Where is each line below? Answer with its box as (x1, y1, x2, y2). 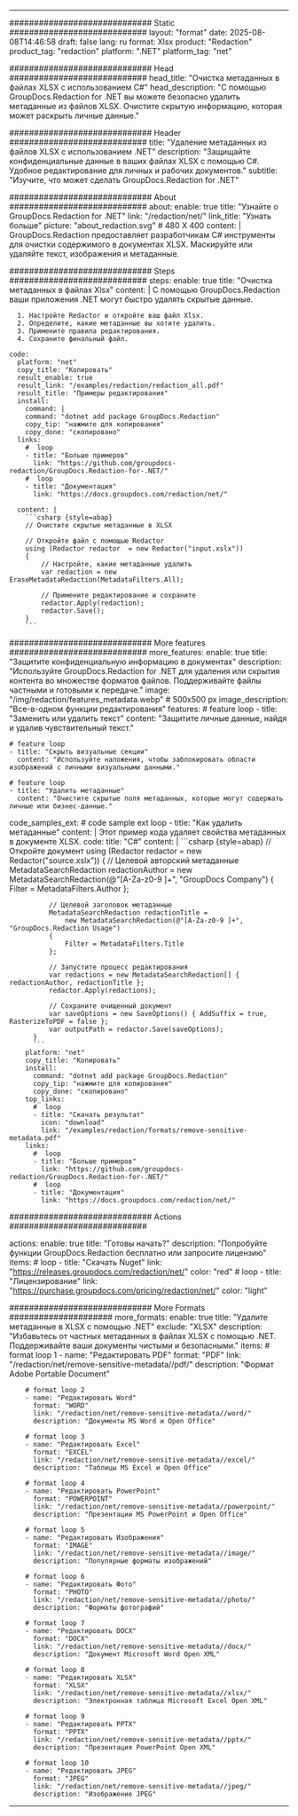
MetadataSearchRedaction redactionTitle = (48, 908, 208, 917)
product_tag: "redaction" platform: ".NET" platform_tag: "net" (9, 46, 232, 56)
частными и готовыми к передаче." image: (9, 685, 170, 695)
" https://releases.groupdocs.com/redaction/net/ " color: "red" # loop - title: (9, 1266, 282, 1277)
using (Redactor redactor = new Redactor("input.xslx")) (25, 544, 244, 553)
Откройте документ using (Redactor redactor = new (9, 845, 202, 856)
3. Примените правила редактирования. (17, 327, 161, 336)
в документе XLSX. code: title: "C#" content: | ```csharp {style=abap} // (9, 837, 272, 846)
